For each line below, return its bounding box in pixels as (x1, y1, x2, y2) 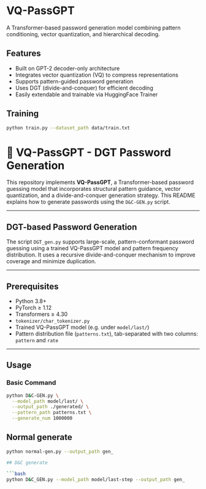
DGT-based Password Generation (6, 221, 137, 232)
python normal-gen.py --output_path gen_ (6, 449, 114, 455)
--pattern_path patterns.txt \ (12, 409, 92, 416)
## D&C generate (6, 460, 48, 466)
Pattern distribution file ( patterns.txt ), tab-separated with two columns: (15, 330, 198, 337)
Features (6, 48, 41, 59)
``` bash (6, 471, 26, 477)
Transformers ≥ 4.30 (15, 310, 68, 318)
